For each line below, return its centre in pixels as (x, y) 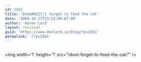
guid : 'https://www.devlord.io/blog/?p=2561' (52, 32)
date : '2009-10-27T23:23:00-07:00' (41, 18)
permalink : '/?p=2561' (28, 37)
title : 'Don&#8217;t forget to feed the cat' (52, 14)
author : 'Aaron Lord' (27, 23)
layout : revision (23, 28)
